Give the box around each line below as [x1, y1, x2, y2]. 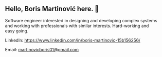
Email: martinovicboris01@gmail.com [5, 46, 79, 52]
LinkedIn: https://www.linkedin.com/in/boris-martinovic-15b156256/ [5, 37, 141, 43]
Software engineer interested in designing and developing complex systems [5, 17, 158, 23]
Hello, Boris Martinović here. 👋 [5, 5, 99, 13]
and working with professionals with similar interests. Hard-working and [5, 23, 149, 28]
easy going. [5, 28, 29, 34]
